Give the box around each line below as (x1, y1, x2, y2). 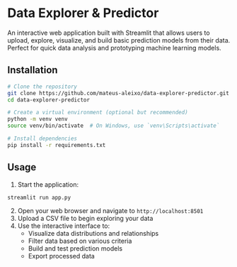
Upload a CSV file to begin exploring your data (17, 214, 154, 223)
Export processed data (28, 252, 96, 261)
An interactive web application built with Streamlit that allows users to (7, 28, 210, 37)
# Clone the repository (7, 83, 78, 90)
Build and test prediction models (28, 244, 122, 253)
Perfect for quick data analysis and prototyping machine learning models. (7, 43, 221, 52)
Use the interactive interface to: (17, 222, 110, 230)
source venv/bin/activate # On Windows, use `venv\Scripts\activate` (7, 122, 220, 129)
